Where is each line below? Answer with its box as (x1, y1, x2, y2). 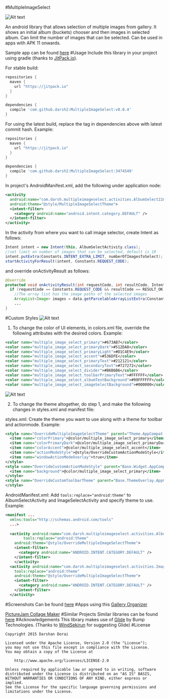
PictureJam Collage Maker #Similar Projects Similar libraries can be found (5, 611, 158, 617)
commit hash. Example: (5, 126, 54, 132)
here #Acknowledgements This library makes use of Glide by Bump (5, 616, 145, 622)
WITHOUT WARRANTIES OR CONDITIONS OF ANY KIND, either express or (5, 676, 147, 681)
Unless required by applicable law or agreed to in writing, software (5, 667, 156, 672)
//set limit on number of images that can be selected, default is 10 (5, 249, 156, 254)
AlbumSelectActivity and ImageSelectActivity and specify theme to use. (5, 497, 154, 503)
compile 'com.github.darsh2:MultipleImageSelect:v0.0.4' (10, 107, 132, 113)
